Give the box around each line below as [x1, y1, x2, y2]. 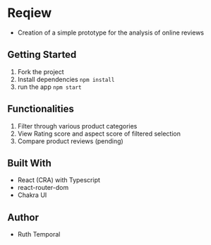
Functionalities [7, 103, 74, 115]
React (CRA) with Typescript [17, 176, 101, 184]
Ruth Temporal [17, 230, 61, 239]
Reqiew [7, 5, 52, 21]
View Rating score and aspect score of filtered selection [17, 129, 181, 138]
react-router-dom [17, 184, 69, 192]
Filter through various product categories [17, 121, 138, 130]
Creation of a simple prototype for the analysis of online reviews [17, 28, 205, 37]
